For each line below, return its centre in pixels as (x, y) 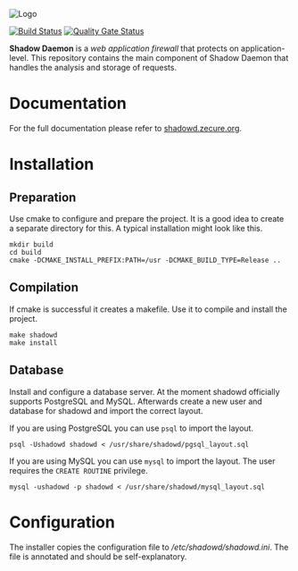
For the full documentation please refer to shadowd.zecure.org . (126, 128)
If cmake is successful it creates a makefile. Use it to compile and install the (148, 309)
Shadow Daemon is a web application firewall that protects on (124, 48)
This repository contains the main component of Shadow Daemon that (160, 58)
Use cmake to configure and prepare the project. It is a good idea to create (147, 218)
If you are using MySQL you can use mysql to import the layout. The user (142, 461)
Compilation (44, 287)
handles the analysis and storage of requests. (93, 67)
